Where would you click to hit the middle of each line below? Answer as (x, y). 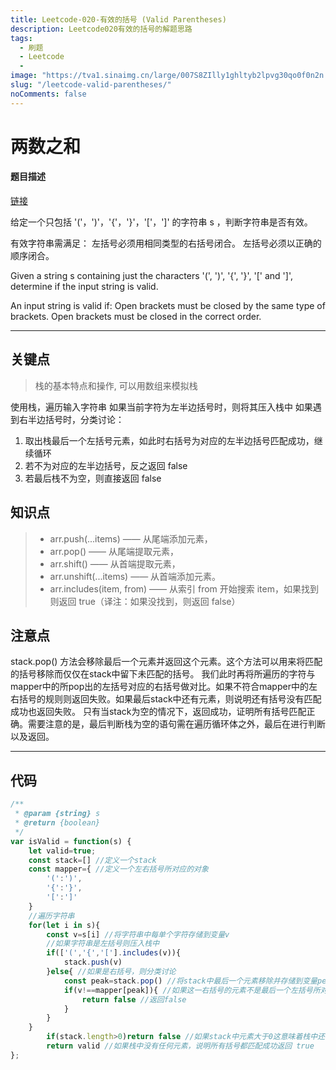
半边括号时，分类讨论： (76, 419)
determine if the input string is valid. (84, 287)
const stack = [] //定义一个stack (92, 860)
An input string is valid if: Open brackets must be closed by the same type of (168, 306)
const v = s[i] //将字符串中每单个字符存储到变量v (138, 934)
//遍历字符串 (51, 916)
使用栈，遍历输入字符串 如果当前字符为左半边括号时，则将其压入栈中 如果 (161, 407)
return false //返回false (134, 999)
